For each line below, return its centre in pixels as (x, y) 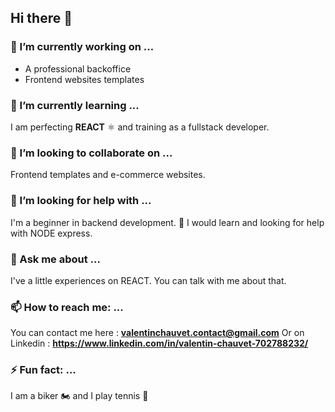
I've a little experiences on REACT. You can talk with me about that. (148, 280)
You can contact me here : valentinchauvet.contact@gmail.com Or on (157, 333)
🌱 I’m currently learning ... (75, 105)
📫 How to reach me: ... (67, 307)
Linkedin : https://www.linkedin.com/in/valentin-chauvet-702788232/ (159, 343)
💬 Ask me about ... (55, 259)
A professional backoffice (78, 68)
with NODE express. (51, 233)
